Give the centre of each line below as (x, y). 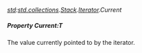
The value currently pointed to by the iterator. (71, 42)
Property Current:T (35, 25)
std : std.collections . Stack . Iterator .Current (64, 10)
